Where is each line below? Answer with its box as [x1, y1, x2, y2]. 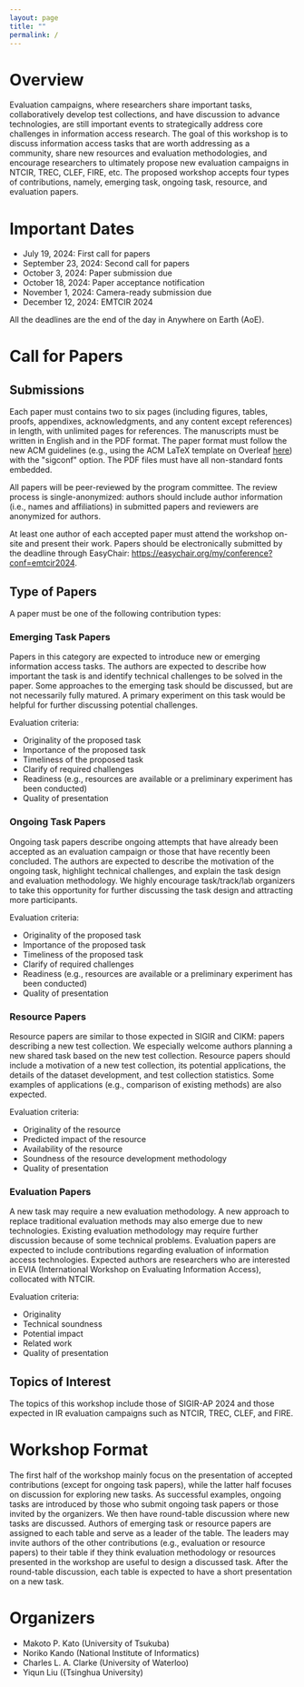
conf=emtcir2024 [9, 557, 75, 568]
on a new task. [9, 1576, 64, 1587]
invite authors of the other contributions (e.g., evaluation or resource [9, 1538, 266, 1548]
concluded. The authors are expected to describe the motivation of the [9, 856, 275, 867]
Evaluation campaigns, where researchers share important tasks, [9, 99, 252, 110]
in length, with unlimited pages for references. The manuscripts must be [9, 426, 279, 437]
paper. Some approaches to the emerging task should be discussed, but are [9, 680, 293, 691]
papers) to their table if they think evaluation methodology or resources [9, 1547, 277, 1558]
